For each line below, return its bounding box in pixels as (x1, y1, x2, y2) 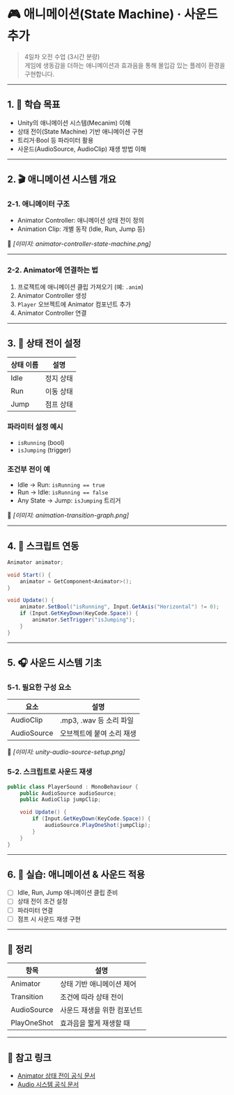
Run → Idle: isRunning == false (17, 488, 109, 496)
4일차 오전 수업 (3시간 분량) (24, 52, 100, 61)
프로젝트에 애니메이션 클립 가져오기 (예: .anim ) (17, 283, 144, 291)
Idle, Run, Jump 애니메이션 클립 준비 (17, 888, 118, 897)
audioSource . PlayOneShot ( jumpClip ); (44, 822, 151, 829)
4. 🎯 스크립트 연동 (7, 540, 79, 552)
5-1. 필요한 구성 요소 (7, 683, 72, 693)
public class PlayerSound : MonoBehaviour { (7, 783, 139, 790)
